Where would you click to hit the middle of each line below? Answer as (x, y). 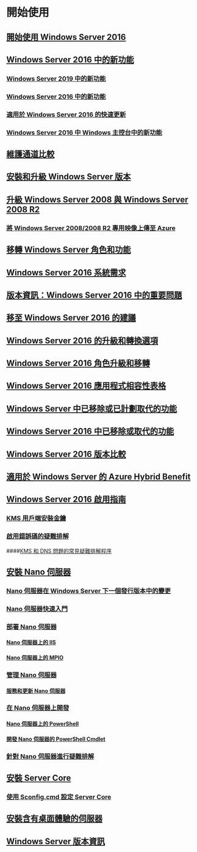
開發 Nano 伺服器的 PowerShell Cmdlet (56, 739)
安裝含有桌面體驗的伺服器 (54, 819)
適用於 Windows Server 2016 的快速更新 (66, 114)
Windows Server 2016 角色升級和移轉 (78, 364)
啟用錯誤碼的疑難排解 (38, 536)
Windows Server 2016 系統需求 (66, 272)
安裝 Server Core (39, 778)
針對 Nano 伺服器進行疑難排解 (50, 756)
